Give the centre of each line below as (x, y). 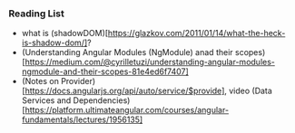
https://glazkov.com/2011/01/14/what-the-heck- (197, 33)
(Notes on (40, 81)
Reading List (36, 14)
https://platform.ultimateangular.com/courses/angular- (127, 110)
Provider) (79, 81)
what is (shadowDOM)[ (65, 33)
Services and (46, 100)
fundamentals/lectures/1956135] (82, 119)
